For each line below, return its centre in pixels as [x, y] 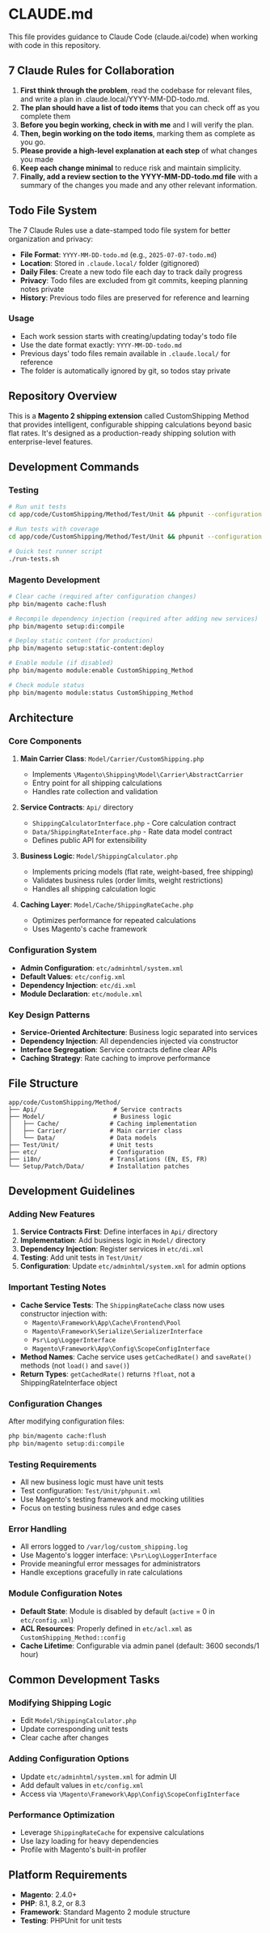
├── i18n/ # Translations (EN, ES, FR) [108, 1159]
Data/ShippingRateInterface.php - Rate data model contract [132, 831]
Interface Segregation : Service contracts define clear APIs [118, 1049]
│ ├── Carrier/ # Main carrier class [95, 1131]
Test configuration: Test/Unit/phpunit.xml [91, 1491]
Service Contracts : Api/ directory [76, 807]
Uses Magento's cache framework [90, 929]
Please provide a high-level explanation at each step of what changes [139, 150]
